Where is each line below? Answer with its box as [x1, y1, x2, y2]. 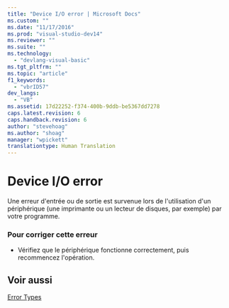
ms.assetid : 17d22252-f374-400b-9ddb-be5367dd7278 [7, 103, 160, 110]
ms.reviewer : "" [7, 37, 55, 44]
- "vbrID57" [13, 83, 50, 90]
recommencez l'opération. [17, 253, 95, 262]
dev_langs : [7, 90, 40, 97]
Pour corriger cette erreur [7, 229, 98, 239]
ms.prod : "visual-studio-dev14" [7, 30, 103, 38]
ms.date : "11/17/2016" [7, 23, 74, 31]
